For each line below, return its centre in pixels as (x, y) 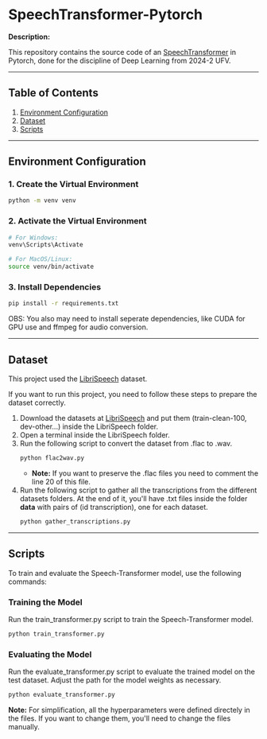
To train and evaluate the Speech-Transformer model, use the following (125, 573)
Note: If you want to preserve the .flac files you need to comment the (145, 473)
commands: (28, 581)
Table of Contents (54, 93)
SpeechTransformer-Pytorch (106, 15)
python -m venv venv (43, 200)
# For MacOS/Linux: (41, 259)
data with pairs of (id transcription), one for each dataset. (114, 507)
